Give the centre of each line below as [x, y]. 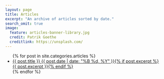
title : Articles [22, 14]
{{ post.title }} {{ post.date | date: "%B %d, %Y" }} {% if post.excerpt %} [86, 61]
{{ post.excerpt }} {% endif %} [43, 66]
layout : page [19, 10]
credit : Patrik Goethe [33, 38]
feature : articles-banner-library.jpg [50, 33]
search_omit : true [24, 23]
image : [12, 28]
